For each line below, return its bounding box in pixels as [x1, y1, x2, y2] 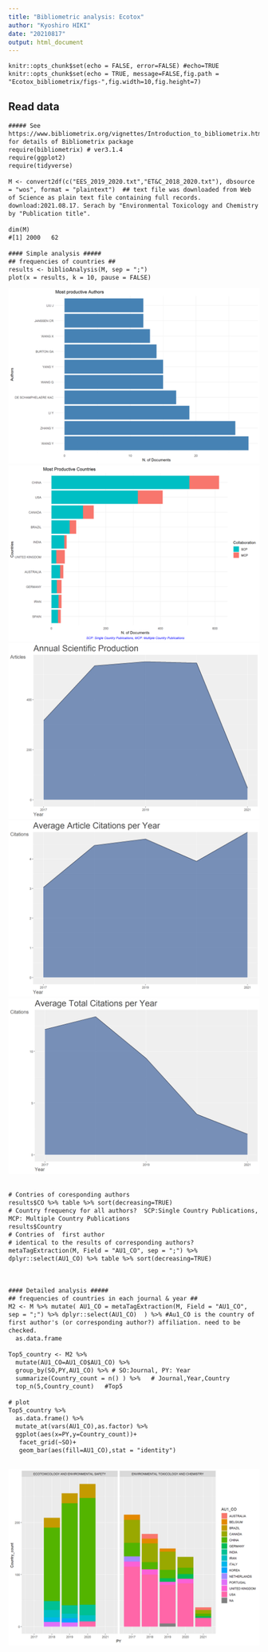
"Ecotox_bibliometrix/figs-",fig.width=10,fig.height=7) [8, 78, 202, 86]
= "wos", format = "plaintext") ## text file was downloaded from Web [8, 186, 251, 194]
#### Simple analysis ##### [8, 250, 102, 258]
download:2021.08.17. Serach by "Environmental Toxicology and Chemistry [8, 202, 259, 210]
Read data [8, 100, 60, 113]
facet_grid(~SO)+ [18, 1439, 77, 1447]
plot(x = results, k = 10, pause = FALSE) [8, 274, 152, 282]
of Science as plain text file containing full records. [8, 194, 202, 202]
